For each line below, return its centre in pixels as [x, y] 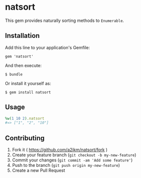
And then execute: [23, 65]
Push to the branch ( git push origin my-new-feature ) [66, 165]
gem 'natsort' [19, 56]
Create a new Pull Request [39, 170]
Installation [22, 36]
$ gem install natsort [28, 92]
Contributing [25, 138]
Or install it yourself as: [28, 83]
